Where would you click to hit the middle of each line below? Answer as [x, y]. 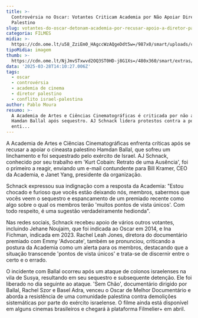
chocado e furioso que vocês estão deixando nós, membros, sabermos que [98, 192]
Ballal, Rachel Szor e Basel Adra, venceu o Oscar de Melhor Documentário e [99, 290]
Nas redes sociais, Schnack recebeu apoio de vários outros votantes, [90, 222]
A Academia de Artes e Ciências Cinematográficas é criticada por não [100, 115]
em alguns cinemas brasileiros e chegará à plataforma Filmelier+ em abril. [96, 309]
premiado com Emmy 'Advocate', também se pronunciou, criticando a [90, 241]
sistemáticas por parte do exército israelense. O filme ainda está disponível [97, 303]
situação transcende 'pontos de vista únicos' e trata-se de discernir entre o [98, 254]
